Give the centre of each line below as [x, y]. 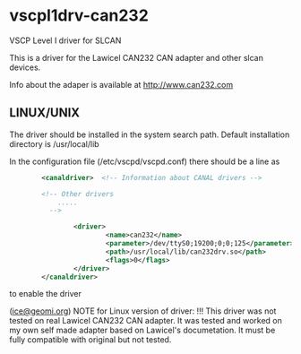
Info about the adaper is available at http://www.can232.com [121, 84]
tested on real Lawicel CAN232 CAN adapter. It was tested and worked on [146, 321]
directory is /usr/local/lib [55, 143]
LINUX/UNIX [45, 113]
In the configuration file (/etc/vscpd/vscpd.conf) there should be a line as [145, 161]
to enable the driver [46, 294]
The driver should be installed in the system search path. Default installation [150, 134]
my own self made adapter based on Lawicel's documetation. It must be [142, 330]
